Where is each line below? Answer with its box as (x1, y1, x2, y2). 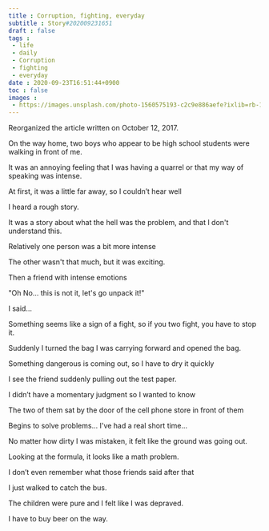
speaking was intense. (8, 171, 82, 181)
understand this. (8, 226, 62, 236)
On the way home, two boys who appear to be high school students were (8, 139, 250, 148)
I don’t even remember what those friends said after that (8, 468, 195, 477)
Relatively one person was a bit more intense (8, 242, 156, 251)
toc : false (8, 86, 48, 95)
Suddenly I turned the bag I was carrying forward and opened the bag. (8, 344, 242, 353)
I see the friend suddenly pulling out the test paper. (8, 374, 177, 384)
